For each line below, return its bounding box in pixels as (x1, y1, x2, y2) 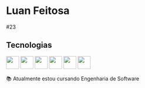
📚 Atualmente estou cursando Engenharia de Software (6, 75, 140, 82)
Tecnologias (6, 40, 52, 50)
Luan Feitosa (6, 4, 70, 17)
